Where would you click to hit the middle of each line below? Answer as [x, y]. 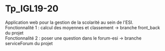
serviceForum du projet [29, 43]
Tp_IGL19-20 [32, 9]
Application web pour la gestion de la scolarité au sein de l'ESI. [69, 22]
